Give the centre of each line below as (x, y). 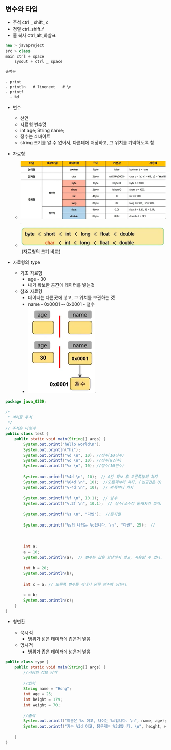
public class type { (27, 662)
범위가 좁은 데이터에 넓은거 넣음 (59, 652)
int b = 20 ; (36, 568)
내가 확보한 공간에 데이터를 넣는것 (61, 285)
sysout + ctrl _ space (38, 62)
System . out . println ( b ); (49, 573)
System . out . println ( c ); (49, 601)
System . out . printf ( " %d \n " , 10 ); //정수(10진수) (74, 455)
